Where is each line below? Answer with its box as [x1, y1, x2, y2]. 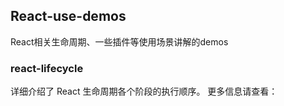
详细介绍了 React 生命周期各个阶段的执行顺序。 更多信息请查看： [10, 85, 278, 98]
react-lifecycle [10, 61, 84, 75]
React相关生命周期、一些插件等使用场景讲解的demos [10, 35, 229, 48]
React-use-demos [10, 8, 127, 25]
